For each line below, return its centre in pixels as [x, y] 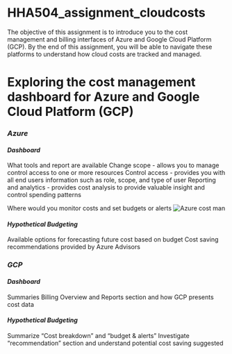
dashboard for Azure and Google [103, 97]
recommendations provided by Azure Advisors [74, 247]
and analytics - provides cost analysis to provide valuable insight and [106, 187]
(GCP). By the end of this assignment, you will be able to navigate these [110, 47]
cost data [21, 304]
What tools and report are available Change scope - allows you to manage [113, 165]
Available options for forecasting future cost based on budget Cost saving [113, 239]
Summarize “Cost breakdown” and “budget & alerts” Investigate [98, 335]
